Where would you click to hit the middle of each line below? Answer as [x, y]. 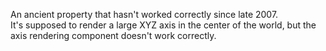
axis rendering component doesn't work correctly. [113, 35]
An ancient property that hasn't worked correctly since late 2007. [144, 14]
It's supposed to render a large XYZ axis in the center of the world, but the [163, 25]
